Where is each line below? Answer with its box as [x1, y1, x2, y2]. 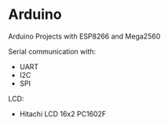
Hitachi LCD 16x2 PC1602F [19, 108, 107, 119]
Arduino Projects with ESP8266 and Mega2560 [8, 31, 161, 41]
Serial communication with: [8, 46, 97, 56]
